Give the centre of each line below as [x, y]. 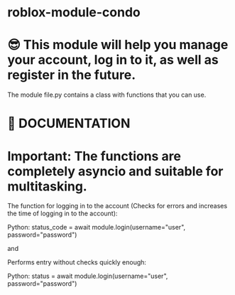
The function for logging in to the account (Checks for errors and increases [117, 206]
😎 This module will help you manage [118, 45]
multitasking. [47, 186]
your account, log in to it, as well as [113, 60]
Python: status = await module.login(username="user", [88, 276]
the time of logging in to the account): [62, 213]
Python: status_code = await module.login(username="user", [97, 227]
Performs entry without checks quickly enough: [77, 262]
